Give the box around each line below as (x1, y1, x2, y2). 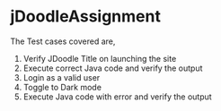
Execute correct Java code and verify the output (22, 63, 203, 73)
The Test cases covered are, (10, 36, 116, 47)
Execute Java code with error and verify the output (22, 91, 212, 102)
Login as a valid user (22, 72, 101, 82)
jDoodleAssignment (10, 6, 161, 27)
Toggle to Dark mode (22, 81, 102, 92)
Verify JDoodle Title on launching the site (22, 53, 177, 64)
